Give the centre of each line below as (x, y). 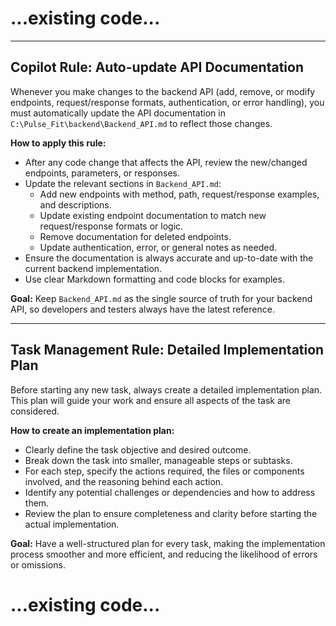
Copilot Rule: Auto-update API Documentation (157, 67)
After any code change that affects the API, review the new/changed (166, 162)
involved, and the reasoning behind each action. (124, 481)
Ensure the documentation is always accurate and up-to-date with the (169, 258)
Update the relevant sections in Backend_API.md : (123, 183)
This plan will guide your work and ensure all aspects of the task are (151, 400)
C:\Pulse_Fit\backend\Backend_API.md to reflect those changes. (141, 123)
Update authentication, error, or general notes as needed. (158, 247)
